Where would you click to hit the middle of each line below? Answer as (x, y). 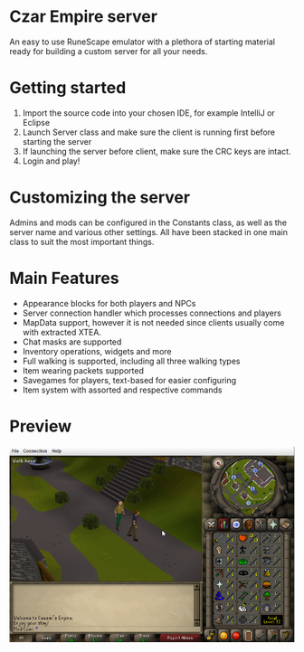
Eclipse (36, 122)
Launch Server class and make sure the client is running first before (149, 132)
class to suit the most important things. (82, 241)
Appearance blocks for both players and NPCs (109, 303)
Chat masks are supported (72, 342)
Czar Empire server (84, 17)
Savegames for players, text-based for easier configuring (129, 380)
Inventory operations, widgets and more (97, 351)
